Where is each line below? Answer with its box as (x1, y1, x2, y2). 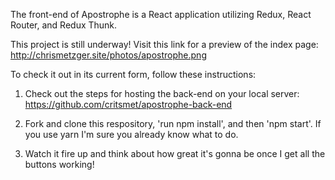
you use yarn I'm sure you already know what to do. (24, 129, 239, 140)
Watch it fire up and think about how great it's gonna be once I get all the (24, 148, 326, 159)
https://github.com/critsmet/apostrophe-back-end (24, 99, 233, 110)
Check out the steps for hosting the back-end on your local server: (24, 88, 300, 99)
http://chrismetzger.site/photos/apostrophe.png (10, 49, 207, 61)
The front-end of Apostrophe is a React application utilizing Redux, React (10, 9, 312, 20)
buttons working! (24, 159, 95, 170)
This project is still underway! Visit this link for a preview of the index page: (10, 39, 319, 50)
